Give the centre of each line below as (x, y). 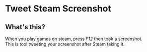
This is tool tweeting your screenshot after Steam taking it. (65, 44)
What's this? (25, 27)
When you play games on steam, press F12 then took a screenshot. (74, 39)
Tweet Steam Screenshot (58, 9)
